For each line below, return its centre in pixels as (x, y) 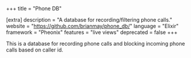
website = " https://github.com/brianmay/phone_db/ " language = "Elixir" (92, 26)
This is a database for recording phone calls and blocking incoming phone (96, 44)
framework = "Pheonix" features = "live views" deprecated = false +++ (92, 32)
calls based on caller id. (35, 50)
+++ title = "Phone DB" (34, 8)
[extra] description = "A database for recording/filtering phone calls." (89, 20)
